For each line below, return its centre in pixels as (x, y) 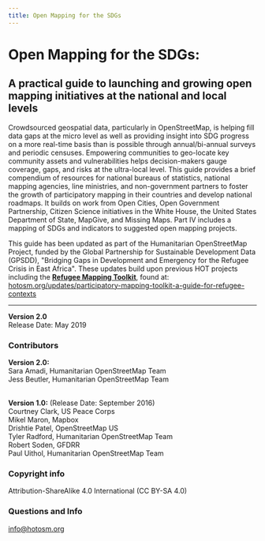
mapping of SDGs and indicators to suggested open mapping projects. (123, 228)
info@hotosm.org (36, 528)
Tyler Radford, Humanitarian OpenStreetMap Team (91, 436)
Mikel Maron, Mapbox (43, 419)
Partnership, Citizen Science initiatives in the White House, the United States (132, 211)
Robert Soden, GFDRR (44, 445)
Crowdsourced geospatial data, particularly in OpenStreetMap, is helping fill (131, 127)
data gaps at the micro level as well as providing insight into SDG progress (129, 136)
